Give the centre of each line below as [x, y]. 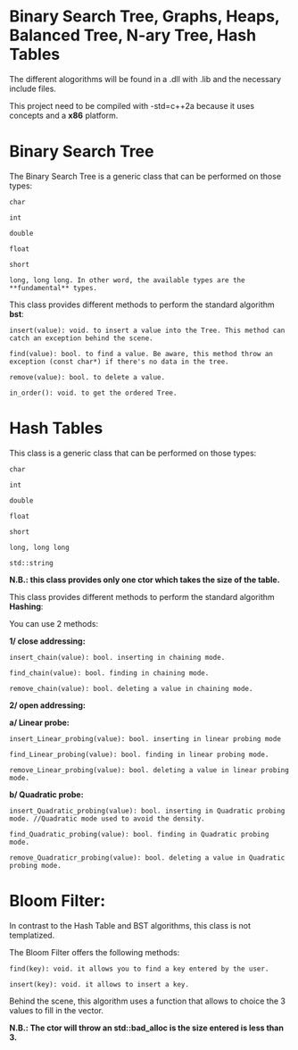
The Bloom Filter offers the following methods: [95, 952]
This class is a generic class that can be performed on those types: [133, 453]
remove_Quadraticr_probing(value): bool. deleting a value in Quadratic [147, 858]
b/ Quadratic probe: [46, 794]
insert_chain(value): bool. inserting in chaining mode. [117, 657]
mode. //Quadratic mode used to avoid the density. [107, 819]
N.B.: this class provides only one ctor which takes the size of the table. [145, 579]
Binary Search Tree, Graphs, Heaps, [145, 17]
